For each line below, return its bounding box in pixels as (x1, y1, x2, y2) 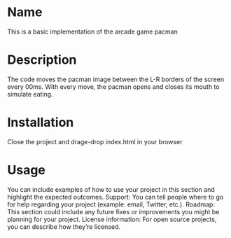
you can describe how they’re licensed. (7, 222, 121, 231)
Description (7, 52, 77, 68)
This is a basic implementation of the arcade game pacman (7, 27, 178, 36)
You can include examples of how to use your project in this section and (7, 185, 215, 193)
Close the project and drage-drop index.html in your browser (7, 137, 183, 146)
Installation (7, 115, 74, 130)
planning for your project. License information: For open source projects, (7, 215, 217, 223)
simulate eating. (7, 90, 54, 98)
